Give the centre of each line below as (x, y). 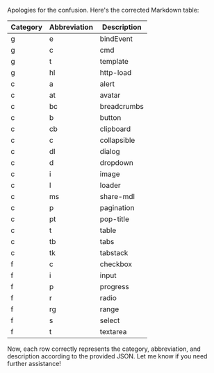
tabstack (114, 253)
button (110, 118)
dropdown (116, 163)
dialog (110, 151)
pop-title (115, 219)
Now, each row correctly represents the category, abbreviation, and (104, 349)
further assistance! (34, 364)
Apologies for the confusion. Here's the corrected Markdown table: (103, 10)
